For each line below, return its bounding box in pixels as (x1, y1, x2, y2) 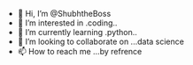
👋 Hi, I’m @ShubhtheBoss (17, 9, 112, 18)
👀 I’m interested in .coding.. (17, 18, 118, 28)
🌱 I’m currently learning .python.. (17, 27, 137, 37)
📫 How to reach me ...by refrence (17, 47, 143, 56)
